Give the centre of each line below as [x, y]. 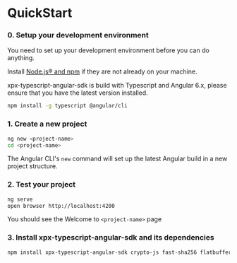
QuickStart [40, 13]
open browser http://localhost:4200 [61, 206]
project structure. [32, 166]
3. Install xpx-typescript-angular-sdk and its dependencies [111, 238]
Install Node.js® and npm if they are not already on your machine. [102, 71]
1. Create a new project [47, 124]
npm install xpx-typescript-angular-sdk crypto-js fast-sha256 [102, 252]
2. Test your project [42, 185]
